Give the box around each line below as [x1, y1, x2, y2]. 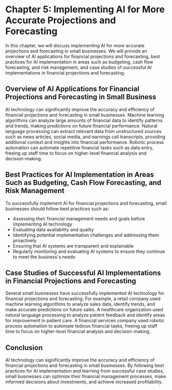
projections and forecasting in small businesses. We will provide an [5, 48, 147, 54]
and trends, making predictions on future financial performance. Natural [5, 122, 158, 129]
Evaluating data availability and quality [12, 226, 94, 232]
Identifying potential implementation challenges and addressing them [12, 232, 159, 238]
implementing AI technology [12, 221, 73, 227]
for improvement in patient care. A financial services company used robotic [5, 318, 165, 324]
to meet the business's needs [12, 253, 75, 260]
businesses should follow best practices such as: [5, 206, 109, 212]
